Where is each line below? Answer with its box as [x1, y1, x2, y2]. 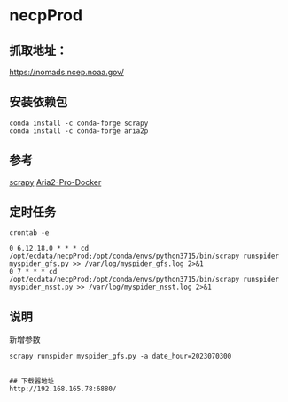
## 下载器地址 [9, 377, 55, 386]
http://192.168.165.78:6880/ [9, 384, 117, 394]
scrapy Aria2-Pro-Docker [9, 176, 102, 187]
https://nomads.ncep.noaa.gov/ [9, 67, 124, 77]
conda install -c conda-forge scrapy [9, 119, 149, 128]
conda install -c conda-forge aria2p [9, 126, 149, 135]
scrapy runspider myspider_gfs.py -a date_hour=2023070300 [9, 352, 232, 361]
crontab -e [9, 228, 50, 237]
